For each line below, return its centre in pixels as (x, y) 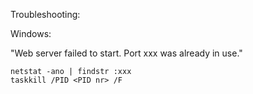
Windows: (31, 33)
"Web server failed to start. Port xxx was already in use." (126, 53)
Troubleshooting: (45, 14)
